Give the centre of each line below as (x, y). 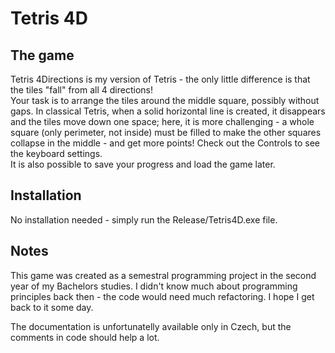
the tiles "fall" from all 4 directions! (81, 90)
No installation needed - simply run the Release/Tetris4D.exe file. (144, 219)
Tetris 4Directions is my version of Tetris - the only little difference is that (160, 79)
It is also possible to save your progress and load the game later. (143, 164)
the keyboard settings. (56, 153)
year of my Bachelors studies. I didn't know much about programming (154, 286)
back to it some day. (52, 307)
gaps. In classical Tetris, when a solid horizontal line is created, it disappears (168, 111)
